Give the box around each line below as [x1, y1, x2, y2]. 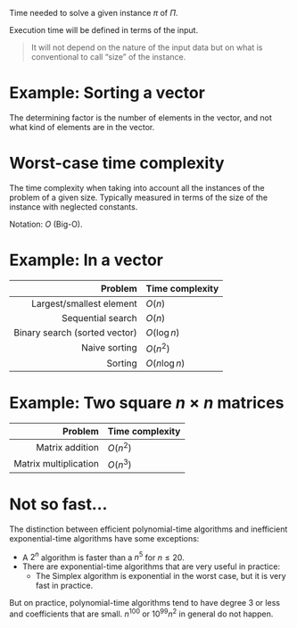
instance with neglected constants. [9, 201, 138, 212]
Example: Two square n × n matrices [9, 392, 285, 413]
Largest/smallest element [30, 297, 138, 310]
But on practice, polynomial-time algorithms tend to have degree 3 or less [9, 598, 281, 608]
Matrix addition [36, 441, 100, 453]
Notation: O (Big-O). [9, 219, 83, 229]
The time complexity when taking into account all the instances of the [9, 182, 265, 193]
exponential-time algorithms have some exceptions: [9, 533, 200, 543]
